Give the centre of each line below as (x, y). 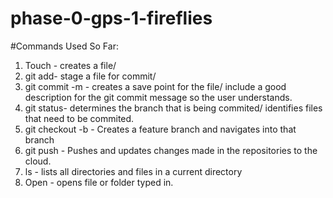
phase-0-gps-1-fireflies (111, 18)
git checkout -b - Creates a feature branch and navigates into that (160, 129)
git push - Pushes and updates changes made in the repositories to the (171, 150)
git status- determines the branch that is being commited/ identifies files (173, 108)
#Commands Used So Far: (64, 46)
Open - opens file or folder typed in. (99, 182)
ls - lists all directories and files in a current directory (133, 171)
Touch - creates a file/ (70, 65)
